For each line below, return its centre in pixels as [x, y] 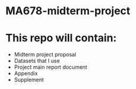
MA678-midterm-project [68, 11]
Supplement [29, 80]
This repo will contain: [61, 38]
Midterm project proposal [45, 55]
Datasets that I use [37, 61]
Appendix [26, 74]
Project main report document [51, 67]
